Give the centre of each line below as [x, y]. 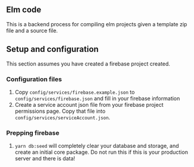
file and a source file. [32, 30]
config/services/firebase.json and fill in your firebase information [97, 98]
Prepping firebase [33, 132]
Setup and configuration [53, 49]
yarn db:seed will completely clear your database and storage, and [97, 146]
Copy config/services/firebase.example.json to [75, 92]
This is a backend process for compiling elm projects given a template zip [97, 24]
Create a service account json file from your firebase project [89, 104]
